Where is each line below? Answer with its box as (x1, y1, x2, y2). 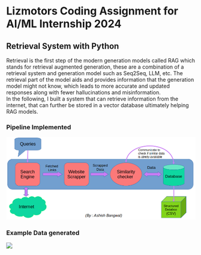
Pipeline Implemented (6, 123, 71, 131)
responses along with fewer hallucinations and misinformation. (6, 89, 161, 96)
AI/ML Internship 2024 (6, 17, 122, 31)
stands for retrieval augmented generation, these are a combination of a (6, 63, 184, 70)
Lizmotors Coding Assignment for (6, 4, 179, 18)
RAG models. (6, 108, 38, 115)
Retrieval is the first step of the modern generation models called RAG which (6, 57, 196, 64)
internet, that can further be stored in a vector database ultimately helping (6, 102, 189, 109)
